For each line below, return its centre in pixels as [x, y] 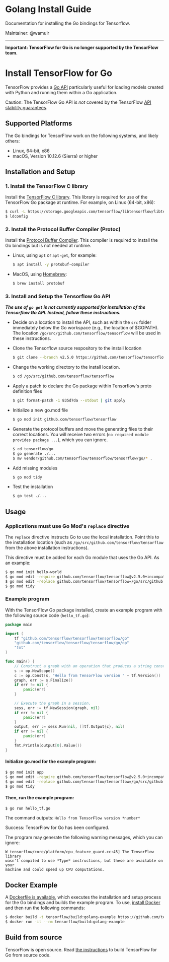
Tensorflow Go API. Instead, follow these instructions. [63, 313]
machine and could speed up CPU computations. [55, 870]
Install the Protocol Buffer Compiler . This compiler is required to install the [81, 240]
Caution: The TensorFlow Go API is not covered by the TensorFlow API [78, 102]
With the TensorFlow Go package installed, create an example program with [84, 610]
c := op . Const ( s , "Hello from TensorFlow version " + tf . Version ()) [88, 675]
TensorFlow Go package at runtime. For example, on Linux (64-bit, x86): [80, 202]
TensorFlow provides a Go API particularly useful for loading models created [84, 87]
